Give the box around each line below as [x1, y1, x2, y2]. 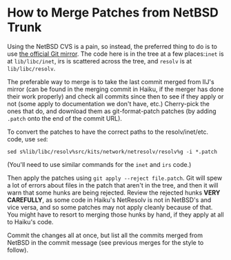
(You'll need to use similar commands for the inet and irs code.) [7, 160, 192, 168]
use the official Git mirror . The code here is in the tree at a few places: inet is [7, 50, 224, 58]
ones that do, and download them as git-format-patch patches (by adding [7, 107, 217, 115]
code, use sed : [7, 134, 48, 143]
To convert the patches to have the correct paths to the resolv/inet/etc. [7, 128, 209, 136]
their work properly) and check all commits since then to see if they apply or [7, 92, 224, 101]
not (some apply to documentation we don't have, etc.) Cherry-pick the [7, 99, 210, 108]
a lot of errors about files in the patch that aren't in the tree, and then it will [7, 181, 219, 189]
